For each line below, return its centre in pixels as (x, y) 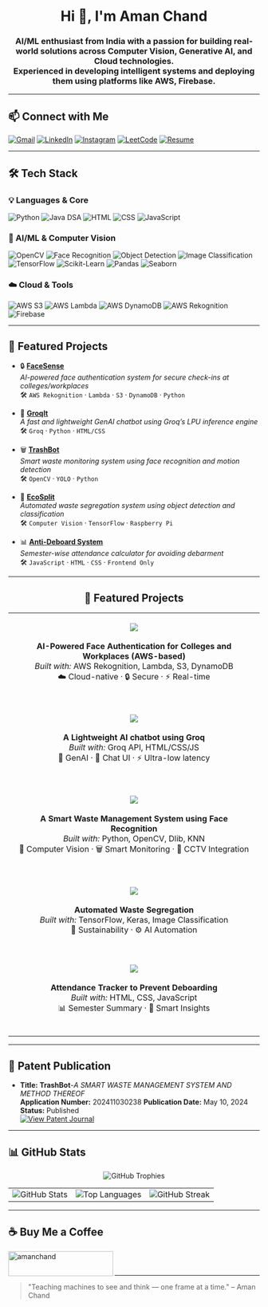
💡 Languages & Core (49, 200)
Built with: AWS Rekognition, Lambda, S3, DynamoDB (134, 667)
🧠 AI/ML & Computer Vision (62, 238)
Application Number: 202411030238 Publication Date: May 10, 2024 (134, 1102)
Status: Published (49, 1111)
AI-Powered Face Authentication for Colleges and (134, 647)
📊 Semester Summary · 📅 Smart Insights (134, 1008)
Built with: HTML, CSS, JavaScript (134, 998)
